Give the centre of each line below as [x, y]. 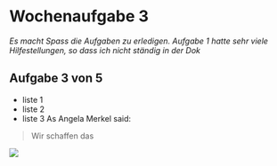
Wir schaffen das [62, 136]
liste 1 [33, 99]
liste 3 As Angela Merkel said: [77, 118]
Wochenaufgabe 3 [79, 16]
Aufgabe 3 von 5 [56, 79]
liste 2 [33, 109]
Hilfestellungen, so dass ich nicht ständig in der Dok [105, 50]
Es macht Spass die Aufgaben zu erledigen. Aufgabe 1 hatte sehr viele [139, 41]
